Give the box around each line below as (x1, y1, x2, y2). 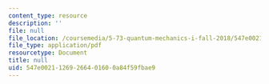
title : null (8, 57, 48, 65)
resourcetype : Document (8, 49, 88, 57)
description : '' (8, 19, 62, 27)
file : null (8, 26, 45, 34)
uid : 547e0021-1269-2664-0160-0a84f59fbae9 (8, 64, 156, 72)
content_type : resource (8, 11, 88, 20)
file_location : (8, 34, 59, 42)
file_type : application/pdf (8, 42, 102, 50)
